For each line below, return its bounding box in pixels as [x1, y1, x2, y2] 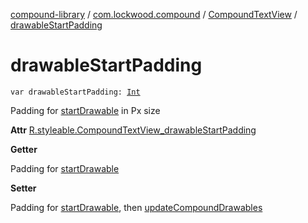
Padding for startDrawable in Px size [10, 104, 161, 116]
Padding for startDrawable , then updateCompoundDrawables [10, 201, 263, 213]
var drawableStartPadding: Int [10, 87, 141, 97]
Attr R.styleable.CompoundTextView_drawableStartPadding [10, 124, 257, 136]
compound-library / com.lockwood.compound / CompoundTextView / [10, 9, 298, 20]
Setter [10, 182, 37, 194]
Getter [10, 143, 38, 155]
